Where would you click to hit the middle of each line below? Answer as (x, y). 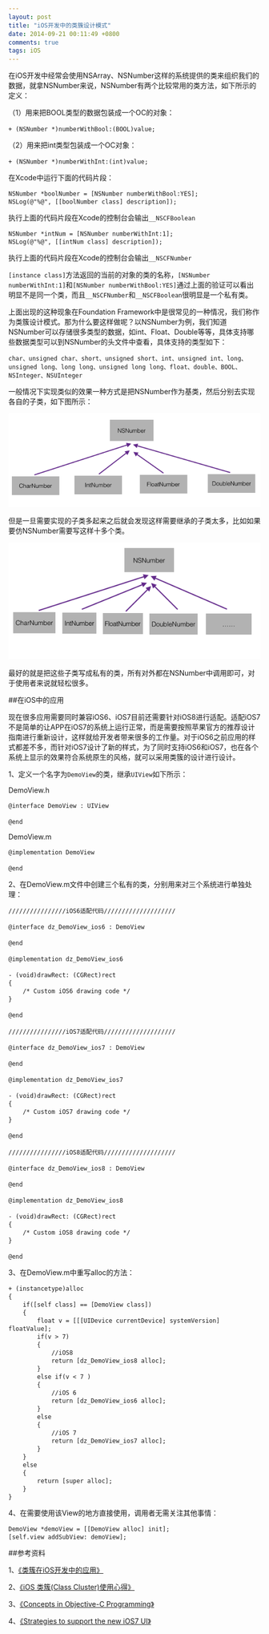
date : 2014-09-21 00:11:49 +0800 (64, 34)
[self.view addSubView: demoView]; (68, 1537)
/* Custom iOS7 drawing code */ (76, 1112)
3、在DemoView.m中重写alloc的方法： (71, 1273)
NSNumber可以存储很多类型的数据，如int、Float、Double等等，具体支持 (128, 332)
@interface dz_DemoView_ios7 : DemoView (77, 1048)
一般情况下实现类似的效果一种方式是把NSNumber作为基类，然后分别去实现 (132, 392)
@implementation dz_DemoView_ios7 (66, 1080)
